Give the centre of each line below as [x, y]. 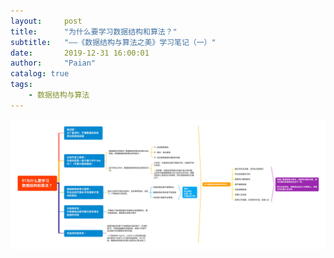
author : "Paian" [53, 63]
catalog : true [40, 74]
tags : [21, 85]
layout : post [46, 21]
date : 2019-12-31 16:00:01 [80, 53]
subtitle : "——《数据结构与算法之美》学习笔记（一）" [113, 42]
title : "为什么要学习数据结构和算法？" [94, 31]
